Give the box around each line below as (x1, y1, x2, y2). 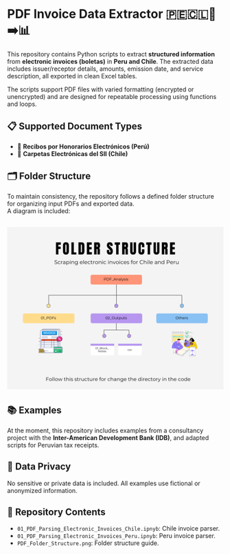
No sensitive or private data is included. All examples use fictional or (7, 479, 200, 487)
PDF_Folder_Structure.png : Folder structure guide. (16, 539, 159, 547)
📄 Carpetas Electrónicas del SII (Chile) (16, 149, 128, 157)
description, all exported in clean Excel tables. (7, 71, 137, 80)
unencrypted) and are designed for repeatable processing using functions (7, 92, 217, 100)
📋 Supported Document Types (7, 120, 143, 133)
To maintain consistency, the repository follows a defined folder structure (7, 192, 214, 200)
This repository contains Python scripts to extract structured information (7, 49, 215, 58)
